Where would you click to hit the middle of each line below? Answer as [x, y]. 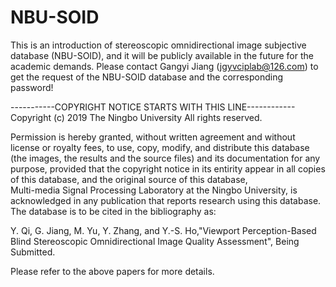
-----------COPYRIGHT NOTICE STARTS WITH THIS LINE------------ [153, 107]
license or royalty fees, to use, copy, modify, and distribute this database [160, 147]
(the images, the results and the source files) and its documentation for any [165, 158]
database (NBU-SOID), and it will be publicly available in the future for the [162, 55]
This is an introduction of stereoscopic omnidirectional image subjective [158, 45]
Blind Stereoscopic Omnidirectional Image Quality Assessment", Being [155, 241]
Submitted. [33, 252]
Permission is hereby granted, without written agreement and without [153, 137]
